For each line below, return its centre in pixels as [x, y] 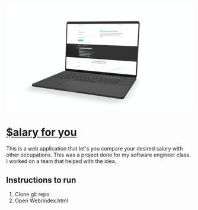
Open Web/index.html [41, 200]
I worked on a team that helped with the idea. [61, 161]
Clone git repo [32, 195]
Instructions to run [41, 180]
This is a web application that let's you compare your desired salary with [95, 149]
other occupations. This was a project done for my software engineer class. [98, 155]
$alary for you [41, 132]
